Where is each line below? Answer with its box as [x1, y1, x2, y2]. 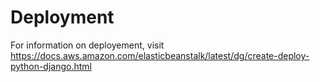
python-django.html [10, 60, 92, 72]
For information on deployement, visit [10, 39, 165, 51]
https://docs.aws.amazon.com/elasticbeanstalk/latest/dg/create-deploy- [10, 49, 310, 61]
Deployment [10, 6, 115, 29]
